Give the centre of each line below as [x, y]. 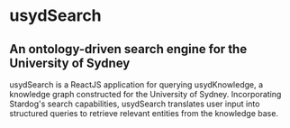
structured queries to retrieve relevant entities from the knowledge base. [144, 113]
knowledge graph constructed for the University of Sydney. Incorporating [145, 94]
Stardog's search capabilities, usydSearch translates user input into [135, 104]
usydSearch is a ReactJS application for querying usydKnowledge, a [136, 85]
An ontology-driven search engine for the [128, 49]
